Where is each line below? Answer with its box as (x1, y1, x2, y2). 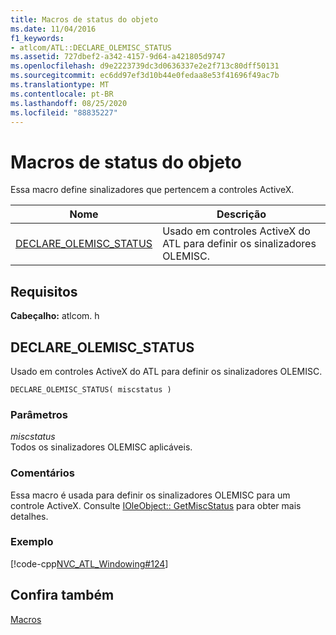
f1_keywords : (10, 33, 65, 43)
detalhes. (10, 510, 49, 522)
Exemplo (10, 535, 54, 549)
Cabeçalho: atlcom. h (10, 310, 100, 322)
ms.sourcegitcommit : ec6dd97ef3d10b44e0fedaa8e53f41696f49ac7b (10, 71, 280, 81)
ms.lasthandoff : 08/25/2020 (10, 98, 128, 108)
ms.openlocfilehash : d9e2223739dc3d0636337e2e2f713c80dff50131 (10, 61, 280, 71)
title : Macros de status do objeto (10, 14, 159, 25)
